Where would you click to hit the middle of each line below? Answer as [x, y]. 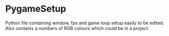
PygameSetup [36, 9]
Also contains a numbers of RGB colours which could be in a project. [77, 28]
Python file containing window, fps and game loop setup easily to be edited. [85, 23]
